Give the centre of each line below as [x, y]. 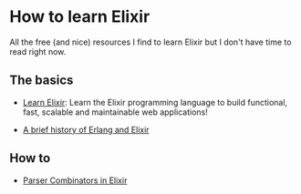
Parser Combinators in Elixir [75, 180]
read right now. [38, 51]
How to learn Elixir [80, 17]
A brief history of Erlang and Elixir [86, 129]
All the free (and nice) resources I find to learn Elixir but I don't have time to [150, 42]
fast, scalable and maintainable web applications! [115, 112]
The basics [42, 81]
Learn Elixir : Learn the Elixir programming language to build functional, [155, 102]
